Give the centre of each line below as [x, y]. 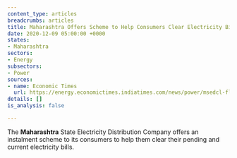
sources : [20, 79]
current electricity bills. [41, 147]
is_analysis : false [36, 106]
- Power [19, 73]
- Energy [20, 60]
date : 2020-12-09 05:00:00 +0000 [56, 34]
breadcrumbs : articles [41, 20]
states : [19, 40]
